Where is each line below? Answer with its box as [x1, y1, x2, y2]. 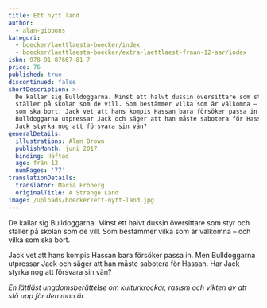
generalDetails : [8, 129, 62, 137]
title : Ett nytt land [8, 11, 80, 20]
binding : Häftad [15, 152, 69, 160]
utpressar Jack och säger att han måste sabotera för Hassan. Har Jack [8, 259, 240, 268]
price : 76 [8, 64, 41, 71]
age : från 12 [15, 160, 59, 167]
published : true [8, 71, 62, 79]
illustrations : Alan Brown [15, 137, 105, 145]
